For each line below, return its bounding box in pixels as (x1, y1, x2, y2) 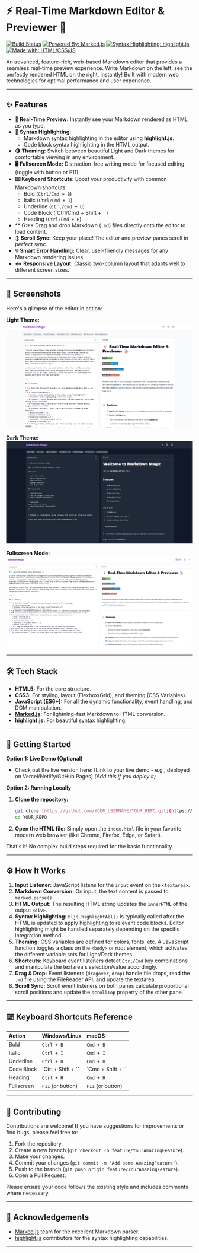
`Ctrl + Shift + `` (41, 1066, 80, 1073)
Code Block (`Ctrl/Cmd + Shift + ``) (23, 209, 108, 216)
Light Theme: (6, 316, 40, 323)
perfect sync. (14, 240, 48, 247)
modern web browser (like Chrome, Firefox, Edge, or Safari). (14, 831, 162, 839)
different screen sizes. (14, 266, 70, 273)
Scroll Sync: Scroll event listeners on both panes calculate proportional (14, 982, 190, 989)
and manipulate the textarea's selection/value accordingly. (14, 963, 158, 970)
